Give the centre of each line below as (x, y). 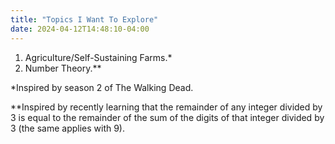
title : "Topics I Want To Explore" (84, 19)
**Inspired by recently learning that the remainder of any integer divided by (166, 107)
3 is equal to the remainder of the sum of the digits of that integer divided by (167, 117)
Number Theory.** (63, 68)
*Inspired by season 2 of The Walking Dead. (102, 87)
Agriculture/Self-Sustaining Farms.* (98, 57)
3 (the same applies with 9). (68, 128)
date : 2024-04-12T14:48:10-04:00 (80, 29)
